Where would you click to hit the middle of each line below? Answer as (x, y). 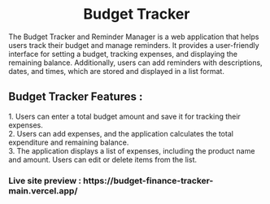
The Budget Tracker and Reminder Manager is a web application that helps (134, 37)
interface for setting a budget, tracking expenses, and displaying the (123, 54)
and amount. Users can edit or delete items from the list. (103, 159)
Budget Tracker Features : (76, 97)
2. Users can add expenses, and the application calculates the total (121, 133)
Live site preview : (45, 180)
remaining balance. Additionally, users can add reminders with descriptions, (135, 63)
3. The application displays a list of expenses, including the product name (132, 150)
